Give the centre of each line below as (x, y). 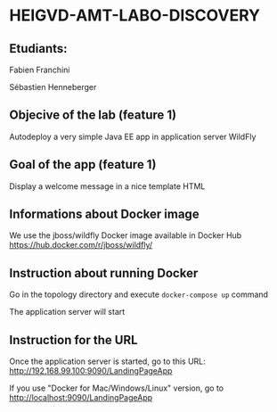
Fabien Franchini (40, 70)
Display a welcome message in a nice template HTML (107, 186)
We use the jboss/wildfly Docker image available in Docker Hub (126, 235)
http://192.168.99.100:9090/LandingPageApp (91, 371)
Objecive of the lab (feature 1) (93, 115)
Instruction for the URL (73, 340)
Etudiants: (39, 49)
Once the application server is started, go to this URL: (108, 361)
